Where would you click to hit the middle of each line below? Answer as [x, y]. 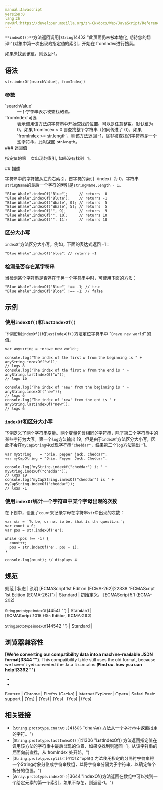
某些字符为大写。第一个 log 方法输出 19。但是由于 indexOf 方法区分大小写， [78, 439]
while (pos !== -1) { [27, 539]
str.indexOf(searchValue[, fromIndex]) [45, 82]
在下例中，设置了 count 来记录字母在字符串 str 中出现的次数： [65, 513]
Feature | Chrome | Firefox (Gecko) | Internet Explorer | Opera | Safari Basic [80, 694]
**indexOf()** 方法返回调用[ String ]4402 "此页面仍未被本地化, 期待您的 [76, 37]
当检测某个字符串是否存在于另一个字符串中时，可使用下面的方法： [71, 278]
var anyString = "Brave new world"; [42, 349]
